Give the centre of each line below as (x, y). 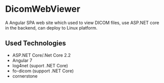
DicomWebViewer (43, 9)
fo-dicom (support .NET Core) (43, 71)
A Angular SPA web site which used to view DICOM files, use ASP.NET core (82, 23)
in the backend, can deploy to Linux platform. (51, 28)
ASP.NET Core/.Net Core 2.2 (41, 55)
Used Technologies (35, 43)
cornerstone (25, 76)
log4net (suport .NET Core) (40, 65)
